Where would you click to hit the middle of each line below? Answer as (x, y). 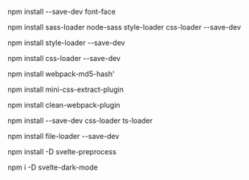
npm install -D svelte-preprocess (62, 151)
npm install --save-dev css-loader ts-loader (80, 121)
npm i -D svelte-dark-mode (53, 167)
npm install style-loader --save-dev (66, 43)
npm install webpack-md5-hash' (61, 74)
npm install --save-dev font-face (61, 12)
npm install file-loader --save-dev (63, 136)
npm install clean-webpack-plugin (64, 105)
